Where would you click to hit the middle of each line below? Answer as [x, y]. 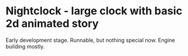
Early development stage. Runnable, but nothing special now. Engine [90, 40]
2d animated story [52, 24]
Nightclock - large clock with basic [94, 11]
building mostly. [25, 46]
